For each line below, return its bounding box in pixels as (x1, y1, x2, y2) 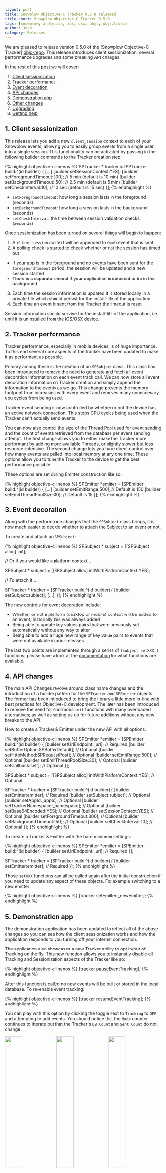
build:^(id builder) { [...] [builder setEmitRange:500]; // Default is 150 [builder (5, 486, 161, 492)
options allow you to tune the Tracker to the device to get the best (5, 456, 140, 462)
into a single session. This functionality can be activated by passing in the (5, 148, 156, 154)
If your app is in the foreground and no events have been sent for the (12, 260, 154, 266)
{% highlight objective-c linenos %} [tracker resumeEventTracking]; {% (5, 996, 151, 1002)
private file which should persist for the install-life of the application (12, 295, 151, 301)
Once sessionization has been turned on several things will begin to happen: (5, 230, 161, 236)
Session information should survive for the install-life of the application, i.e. (5, 310, 159, 316)
